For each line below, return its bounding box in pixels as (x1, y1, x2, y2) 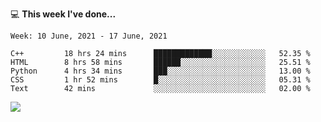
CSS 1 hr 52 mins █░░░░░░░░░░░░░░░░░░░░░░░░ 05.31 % (10, 75, 311, 85)
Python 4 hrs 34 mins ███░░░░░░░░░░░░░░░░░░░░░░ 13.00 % (10, 66, 311, 76)
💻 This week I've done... (10, 8, 117, 20)
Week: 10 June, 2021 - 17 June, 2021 (10, 31, 168, 41)
